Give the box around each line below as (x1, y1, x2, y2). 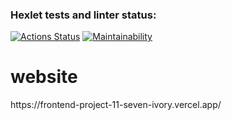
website (10, 66, 78, 88)
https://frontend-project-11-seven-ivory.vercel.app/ (10, 99, 222, 111)
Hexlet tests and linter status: (10, 8, 157, 22)
